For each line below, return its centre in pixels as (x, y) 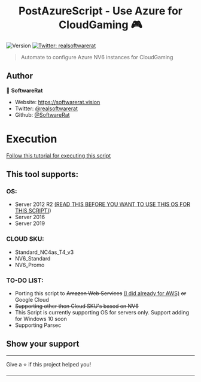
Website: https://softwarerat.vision (57, 102)
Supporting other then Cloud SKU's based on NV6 (77, 306)
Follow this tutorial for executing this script (59, 155)
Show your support (43, 344)
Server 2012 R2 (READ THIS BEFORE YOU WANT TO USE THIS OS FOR (102, 204)
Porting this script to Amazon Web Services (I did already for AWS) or (100, 293)
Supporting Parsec (38, 325)
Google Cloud (32, 299)
